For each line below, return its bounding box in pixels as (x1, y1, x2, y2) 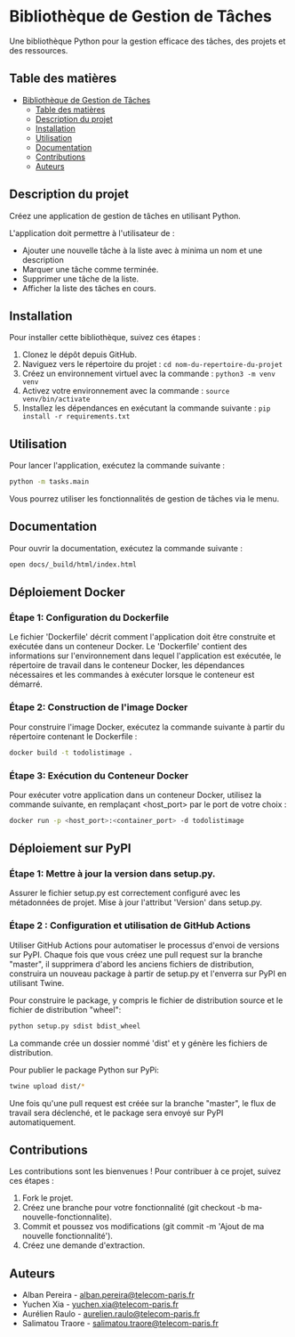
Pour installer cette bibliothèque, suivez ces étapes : (9, 332, 201, 343)
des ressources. (9, 45, 68, 55)
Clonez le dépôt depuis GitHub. (21, 349, 138, 360)
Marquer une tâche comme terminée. (21, 264, 159, 274)
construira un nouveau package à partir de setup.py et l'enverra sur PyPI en (9, 968, 287, 979)
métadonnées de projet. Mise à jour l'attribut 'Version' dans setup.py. (9, 897, 263, 908)
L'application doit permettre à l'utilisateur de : (9, 227, 175, 238)
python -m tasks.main (9, 477, 90, 486)
